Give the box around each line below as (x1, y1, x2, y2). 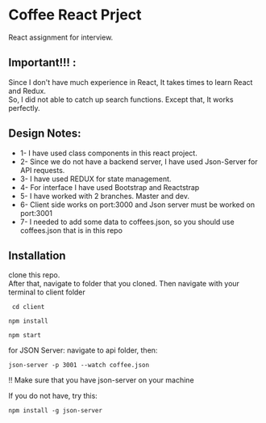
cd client (11, 303, 45, 311)
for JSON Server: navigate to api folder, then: (8, 345, 158, 355)
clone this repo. (8, 270, 60, 280)
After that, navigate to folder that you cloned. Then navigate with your (8, 279, 240, 289)
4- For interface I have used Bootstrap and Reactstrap (19, 182, 200, 192)
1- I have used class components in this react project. (19, 148, 197, 158)
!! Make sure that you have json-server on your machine (8, 375, 195, 385)
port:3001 (19, 208, 52, 218)
